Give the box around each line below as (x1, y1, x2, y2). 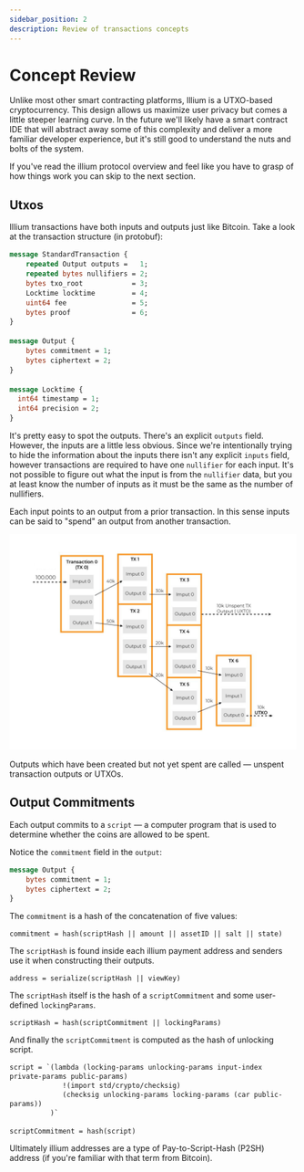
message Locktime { (9, 384, 84, 394)
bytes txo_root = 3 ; (25, 278, 148, 288)
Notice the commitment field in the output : (9, 846, 162, 857)
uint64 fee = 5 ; (25, 298, 148, 308)
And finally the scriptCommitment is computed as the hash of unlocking (9, 1034, 275, 1045)
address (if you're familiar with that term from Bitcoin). (9, 1153, 213, 1164)
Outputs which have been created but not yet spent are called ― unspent (9, 759, 285, 769)
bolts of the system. (9, 143, 85, 154)
